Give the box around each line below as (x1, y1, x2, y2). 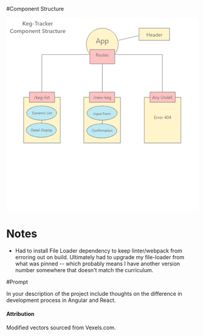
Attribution (6, 310, 35, 318)
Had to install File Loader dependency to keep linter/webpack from (15, 247, 182, 254)
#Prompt (6, 278, 29, 285)
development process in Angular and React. (6, 296, 116, 304)
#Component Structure (6, 5, 64, 12)
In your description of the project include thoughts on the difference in (6, 290, 182, 297)
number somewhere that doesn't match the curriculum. (15, 266, 154, 273)
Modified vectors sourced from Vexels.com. (6, 324, 116, 331)
